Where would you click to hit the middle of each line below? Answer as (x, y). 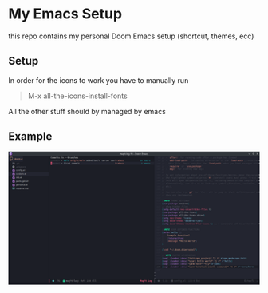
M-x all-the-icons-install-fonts (77, 96)
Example (30, 137)
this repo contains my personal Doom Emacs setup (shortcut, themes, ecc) (131, 36)
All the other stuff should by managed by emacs (87, 111)
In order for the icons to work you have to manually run (99, 80)
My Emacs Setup (65, 14)
